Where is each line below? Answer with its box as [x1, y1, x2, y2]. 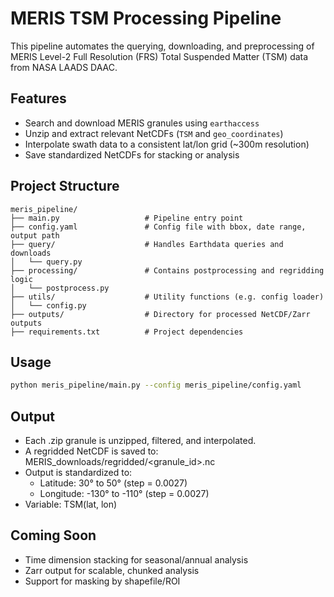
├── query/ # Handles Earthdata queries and [10, 239, 284, 249]
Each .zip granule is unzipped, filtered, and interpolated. [24, 435, 257, 447]
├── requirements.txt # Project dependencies [10, 327, 244, 337]
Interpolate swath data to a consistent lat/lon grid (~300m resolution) [24, 138, 310, 150]
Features [10, 90, 67, 107]
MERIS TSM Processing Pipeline [10, 7, 282, 30]
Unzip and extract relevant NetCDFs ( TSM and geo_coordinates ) [24, 127, 284, 139]
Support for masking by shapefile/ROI [24, 575, 181, 587]
